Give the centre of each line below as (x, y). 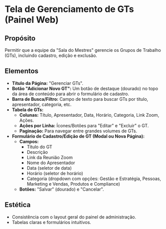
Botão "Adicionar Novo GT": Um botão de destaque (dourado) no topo (85, 88)
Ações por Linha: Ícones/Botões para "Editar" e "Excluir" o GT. (84, 125)
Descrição (37, 152)
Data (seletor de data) (49, 168)
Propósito (20, 38)
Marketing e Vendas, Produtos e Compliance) (73, 184)
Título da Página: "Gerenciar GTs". (47, 83)
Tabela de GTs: (28, 110)
